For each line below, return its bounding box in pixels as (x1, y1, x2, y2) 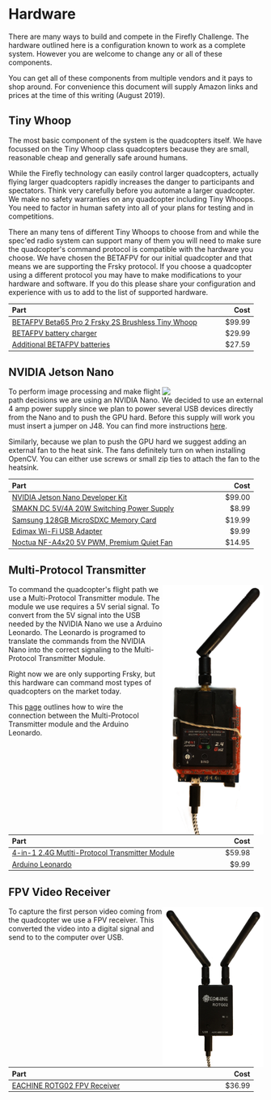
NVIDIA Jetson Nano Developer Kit (11, 492, 128, 502)
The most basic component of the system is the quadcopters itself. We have (8, 135, 263, 145)
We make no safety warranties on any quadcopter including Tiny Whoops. (8, 194, 256, 203)
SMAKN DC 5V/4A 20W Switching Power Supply (11, 504, 175, 514)
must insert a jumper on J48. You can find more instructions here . (8, 421, 228, 431)
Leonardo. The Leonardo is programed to (8, 628, 146, 637)
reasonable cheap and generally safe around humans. (8, 152, 188, 162)
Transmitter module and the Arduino (8, 719, 129, 729)
